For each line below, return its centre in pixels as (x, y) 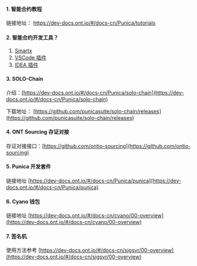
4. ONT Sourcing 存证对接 (38, 132)
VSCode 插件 (30, 58)
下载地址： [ (21, 111)
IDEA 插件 (26, 65)
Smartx (23, 51)
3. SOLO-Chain (25, 79)
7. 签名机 (16, 236)
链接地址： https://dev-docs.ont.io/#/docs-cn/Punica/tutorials (81, 23)
